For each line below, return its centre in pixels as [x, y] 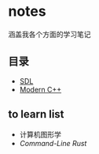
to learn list [36, 114]
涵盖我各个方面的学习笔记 [49, 34]
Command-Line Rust [53, 143]
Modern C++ [40, 89]
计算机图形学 [40, 134]
